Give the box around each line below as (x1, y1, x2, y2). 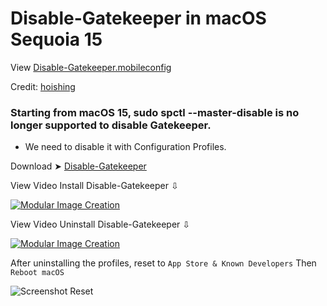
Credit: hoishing (10, 80, 76, 92)
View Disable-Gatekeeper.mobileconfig (10, 61, 172, 73)
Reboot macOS (10, 268, 65, 278)
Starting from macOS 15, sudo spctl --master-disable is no (10, 105, 300, 119)
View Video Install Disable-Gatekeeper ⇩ (10, 180, 179, 192)
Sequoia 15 (10, 28, 103, 51)
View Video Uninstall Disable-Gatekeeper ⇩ (10, 218, 191, 231)
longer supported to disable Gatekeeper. (10, 118, 212, 132)
